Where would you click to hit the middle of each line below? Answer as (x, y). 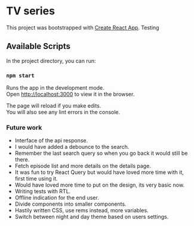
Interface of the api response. (51, 141)
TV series (31, 11)
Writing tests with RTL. (43, 191)
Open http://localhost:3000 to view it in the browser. (70, 94)
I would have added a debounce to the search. (72, 147)
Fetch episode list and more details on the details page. (83, 166)
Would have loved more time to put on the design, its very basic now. (100, 185)
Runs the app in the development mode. (55, 88)
